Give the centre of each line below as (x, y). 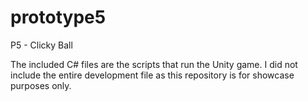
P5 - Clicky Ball (41, 45)
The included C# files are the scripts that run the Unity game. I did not (154, 64)
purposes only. (41, 85)
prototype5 (58, 17)
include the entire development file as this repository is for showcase (152, 75)
